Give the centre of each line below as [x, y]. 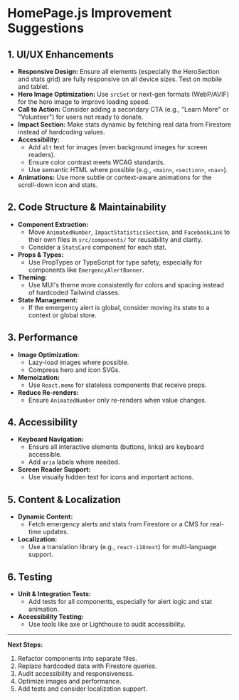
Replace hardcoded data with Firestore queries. [87, 666]
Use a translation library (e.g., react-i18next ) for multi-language [122, 547]
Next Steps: [25, 645]
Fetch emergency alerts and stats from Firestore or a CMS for [118, 524]
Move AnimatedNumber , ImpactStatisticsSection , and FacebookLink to [129, 232]
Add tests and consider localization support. [83, 689]
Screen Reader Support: [54, 470]
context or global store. [63, 315]
